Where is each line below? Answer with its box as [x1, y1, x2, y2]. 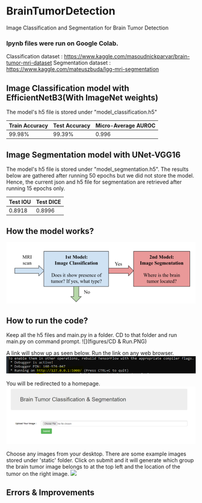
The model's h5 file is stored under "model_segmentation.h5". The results [6, 165, 189, 173]
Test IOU [8, 198, 31, 205]
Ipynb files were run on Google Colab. [6, 39, 119, 48]
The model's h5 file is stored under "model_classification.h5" [6, 108, 158, 116]
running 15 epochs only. [6, 185, 66, 192]
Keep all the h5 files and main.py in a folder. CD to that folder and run [6, 331, 177, 338]
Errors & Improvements [6, 487, 95, 498]
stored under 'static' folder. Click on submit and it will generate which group [6, 456, 194, 464]
